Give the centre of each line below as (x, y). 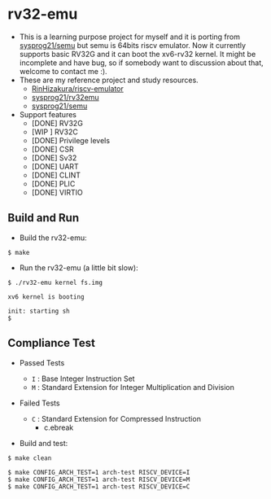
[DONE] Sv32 (54, 158)
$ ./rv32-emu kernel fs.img (55, 282)
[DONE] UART (55, 166)
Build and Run (43, 218)
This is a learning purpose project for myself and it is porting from (130, 37)
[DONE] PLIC (53, 183)
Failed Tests (39, 403)
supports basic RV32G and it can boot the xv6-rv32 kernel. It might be (138, 54)
